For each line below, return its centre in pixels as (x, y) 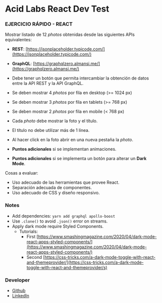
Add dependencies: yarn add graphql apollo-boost (63, 216)
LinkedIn (21, 296)
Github (19, 291)
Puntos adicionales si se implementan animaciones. (64, 149)
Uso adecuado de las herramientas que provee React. (66, 182)
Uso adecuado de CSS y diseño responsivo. (56, 193)
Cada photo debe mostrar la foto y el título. (55, 121)
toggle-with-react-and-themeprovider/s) (67, 267)
